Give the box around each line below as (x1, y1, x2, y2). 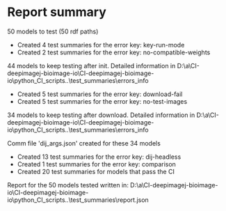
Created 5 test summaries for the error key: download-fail (17, 90, 183, 98)
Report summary (7, 4, 106, 20)
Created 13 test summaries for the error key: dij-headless (17, 153, 181, 161)
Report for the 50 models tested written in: (7, 180, 129, 189)
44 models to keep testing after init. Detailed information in (7, 61, 176, 70)
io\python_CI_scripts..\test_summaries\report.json (7, 196, 150, 204)
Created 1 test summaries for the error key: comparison (17, 159, 176, 168)
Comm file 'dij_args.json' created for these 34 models (7, 139, 161, 147)
